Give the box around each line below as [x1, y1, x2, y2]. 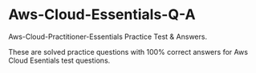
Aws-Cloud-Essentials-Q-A [8, 6, 196, 24]
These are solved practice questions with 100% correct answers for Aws [8, 47, 249, 56]
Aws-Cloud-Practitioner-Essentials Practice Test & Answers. [8, 32, 207, 41]
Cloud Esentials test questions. [8, 56, 111, 65]
